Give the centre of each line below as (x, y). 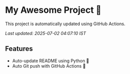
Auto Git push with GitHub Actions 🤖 (49, 66)
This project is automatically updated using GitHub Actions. (65, 24)
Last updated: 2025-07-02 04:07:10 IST (46, 33)
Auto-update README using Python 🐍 (51, 61)
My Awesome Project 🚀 (53, 10)
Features (19, 49)
